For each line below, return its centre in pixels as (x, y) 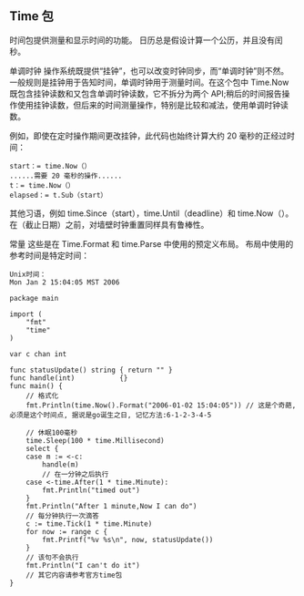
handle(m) (61, 464)
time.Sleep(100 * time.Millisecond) (96, 440)
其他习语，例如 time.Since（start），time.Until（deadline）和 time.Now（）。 (152, 213)
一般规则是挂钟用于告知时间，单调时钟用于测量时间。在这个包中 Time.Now (149, 82)
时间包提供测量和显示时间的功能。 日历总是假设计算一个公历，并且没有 (142, 40)
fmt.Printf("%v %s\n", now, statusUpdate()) (128, 539)
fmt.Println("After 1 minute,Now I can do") (111, 506)
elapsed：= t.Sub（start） (58, 195)
